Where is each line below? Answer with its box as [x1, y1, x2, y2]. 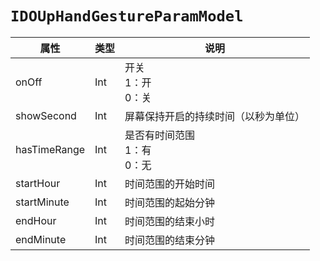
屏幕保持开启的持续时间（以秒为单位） [124, 109, 306, 123]
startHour [15, 176, 61, 190]
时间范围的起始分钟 [124, 195, 216, 209]
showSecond [15, 108, 77, 122]
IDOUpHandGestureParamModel [10, 7, 244, 26]
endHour [15, 213, 57, 227]
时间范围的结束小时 [124, 214, 216, 228]
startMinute [15, 195, 70, 209]
